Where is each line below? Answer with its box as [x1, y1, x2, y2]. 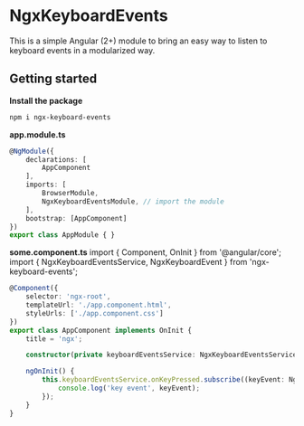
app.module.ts [9, 128, 66, 140]
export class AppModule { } [9, 231, 116, 240]
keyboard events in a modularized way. [9, 44, 156, 55]
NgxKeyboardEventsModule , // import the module [42, 196, 224, 206]
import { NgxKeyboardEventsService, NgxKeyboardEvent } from [9, 257, 248, 268]
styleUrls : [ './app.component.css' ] [25, 308, 165, 317]
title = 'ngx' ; [25, 334, 83, 344]
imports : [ [25, 180, 67, 190]
